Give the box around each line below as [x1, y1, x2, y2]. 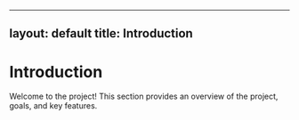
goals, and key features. [9, 100, 98, 111]
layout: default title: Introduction [9, 26, 193, 41]
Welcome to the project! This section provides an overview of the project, [9, 91, 279, 102]
